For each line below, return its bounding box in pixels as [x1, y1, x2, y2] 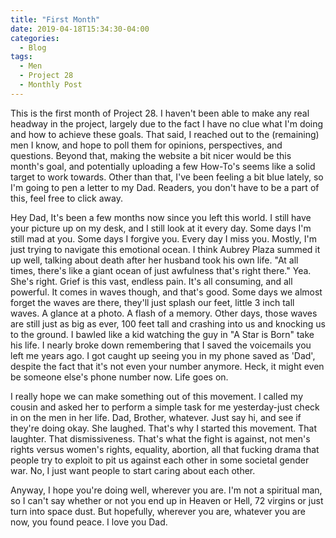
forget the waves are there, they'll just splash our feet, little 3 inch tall [10, 296, 295, 308]
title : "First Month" [10, 14, 101, 25]
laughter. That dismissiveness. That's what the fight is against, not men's [10, 432, 311, 445]
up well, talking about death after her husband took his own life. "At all [10, 254, 299, 266]
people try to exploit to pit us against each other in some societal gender [10, 454, 310, 466]
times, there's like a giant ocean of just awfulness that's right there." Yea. [10, 264, 312, 276]
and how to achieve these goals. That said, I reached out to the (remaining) [10, 128, 320, 140]
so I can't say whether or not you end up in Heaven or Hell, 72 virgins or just [10, 494, 324, 506]
